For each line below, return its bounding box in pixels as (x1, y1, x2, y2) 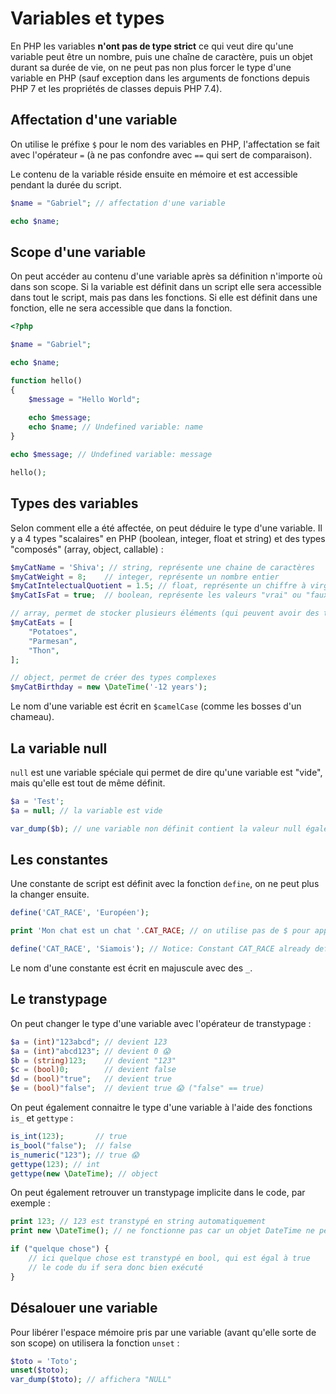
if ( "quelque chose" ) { (10, 1244, 110, 1254)
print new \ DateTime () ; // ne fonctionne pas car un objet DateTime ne (10, 1226, 315, 1236)
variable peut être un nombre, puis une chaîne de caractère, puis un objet (10, 50, 313, 62)
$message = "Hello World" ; (28, 394, 141, 404)
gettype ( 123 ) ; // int (10, 1159, 101, 1169)
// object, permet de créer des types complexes (10, 673, 217, 683)
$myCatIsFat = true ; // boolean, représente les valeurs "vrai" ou (10, 590, 302, 601)
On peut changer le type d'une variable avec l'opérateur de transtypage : (10, 1017, 312, 1029)
